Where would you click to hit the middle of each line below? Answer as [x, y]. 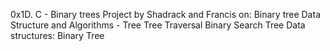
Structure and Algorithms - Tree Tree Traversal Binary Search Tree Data [158, 25]
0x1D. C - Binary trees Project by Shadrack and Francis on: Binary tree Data [165, 14]
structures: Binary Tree [57, 35]
